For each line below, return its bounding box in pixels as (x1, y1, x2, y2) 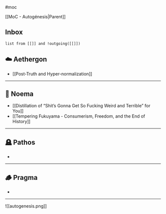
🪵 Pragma (5, 173, 38, 182)
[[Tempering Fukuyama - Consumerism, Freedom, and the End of (12, 113, 146, 119)
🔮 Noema (5, 90, 34, 98)
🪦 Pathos (5, 138, 36, 146)
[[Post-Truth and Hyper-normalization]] (12, 71, 92, 77)
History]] (12, 119, 31, 125)
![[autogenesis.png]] (5, 203, 47, 209)
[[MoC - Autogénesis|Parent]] (5, 14, 66, 19)
